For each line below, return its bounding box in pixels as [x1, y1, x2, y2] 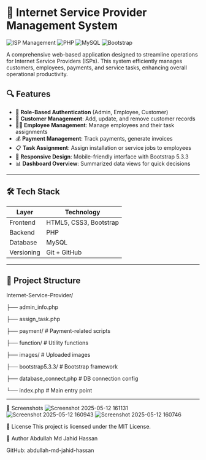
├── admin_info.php [6, 303, 59, 311]
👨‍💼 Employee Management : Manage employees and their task [15, 121, 175, 128]
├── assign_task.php [6, 316, 61, 323]
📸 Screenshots [6, 405, 44, 412]
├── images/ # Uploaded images [6, 351, 91, 359]
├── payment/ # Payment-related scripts [6, 327, 111, 335]
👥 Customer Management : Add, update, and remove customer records [15, 115, 196, 122]
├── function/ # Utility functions [6, 339, 89, 346]
